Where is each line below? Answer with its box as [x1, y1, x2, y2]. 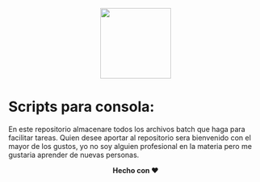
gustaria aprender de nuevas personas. [8, 150, 140, 159]
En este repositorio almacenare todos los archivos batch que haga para [8, 124, 245, 134]
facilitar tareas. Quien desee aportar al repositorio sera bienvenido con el [8, 133, 252, 143]
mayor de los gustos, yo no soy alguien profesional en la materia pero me [8, 141, 253, 151]
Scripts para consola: [8, 97, 155, 116]
